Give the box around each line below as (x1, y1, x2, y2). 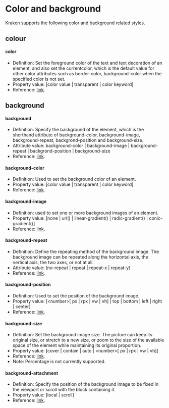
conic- (148, 215, 163, 221)
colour (5, 34, 26, 43)
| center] (12, 303, 31, 310)
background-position (5, 281, 51, 288)
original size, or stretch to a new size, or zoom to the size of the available (12, 337, 164, 343)
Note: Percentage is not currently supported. (12, 359, 106, 365)
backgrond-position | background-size (30, 148, 110, 154)
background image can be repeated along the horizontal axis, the (12, 253, 149, 260)
